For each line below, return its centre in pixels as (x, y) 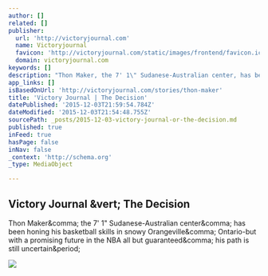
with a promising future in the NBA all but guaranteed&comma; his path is (129, 240)
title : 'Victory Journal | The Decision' (78, 98)
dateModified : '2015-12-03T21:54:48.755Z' (80, 113)
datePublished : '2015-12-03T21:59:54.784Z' (82, 105)
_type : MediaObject (41, 165)
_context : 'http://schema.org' (60, 157)
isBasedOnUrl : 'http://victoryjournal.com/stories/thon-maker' (116, 90)
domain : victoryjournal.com (62, 61)
